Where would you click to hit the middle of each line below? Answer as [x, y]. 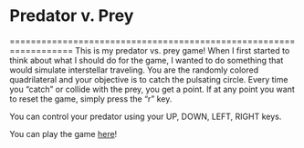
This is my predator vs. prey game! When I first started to [183, 50]
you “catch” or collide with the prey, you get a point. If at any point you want [152, 89]
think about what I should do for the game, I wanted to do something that [147, 60]
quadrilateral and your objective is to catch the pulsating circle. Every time [149, 79]
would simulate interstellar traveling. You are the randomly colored [134, 70]
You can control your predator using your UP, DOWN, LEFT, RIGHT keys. [146, 116]
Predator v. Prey [72, 16]
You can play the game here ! [63, 133]
